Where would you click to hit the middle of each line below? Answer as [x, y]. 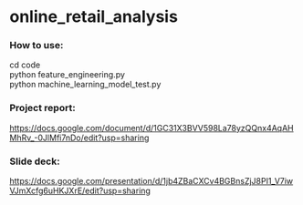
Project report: [42, 108]
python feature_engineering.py [68, 75]
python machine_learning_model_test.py [85, 85]
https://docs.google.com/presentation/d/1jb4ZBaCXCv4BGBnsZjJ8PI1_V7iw [151, 181]
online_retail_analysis [94, 17]
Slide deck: [35, 161]
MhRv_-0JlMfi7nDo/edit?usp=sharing [79, 138]
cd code [25, 65]
